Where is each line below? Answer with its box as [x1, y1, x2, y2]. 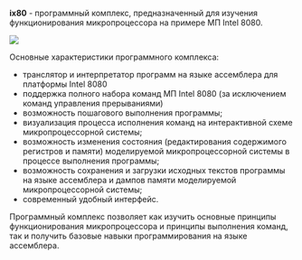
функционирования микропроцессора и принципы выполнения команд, [9, 221, 289, 231]
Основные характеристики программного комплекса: [9, 51, 220, 62]
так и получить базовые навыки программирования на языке [9, 230, 248, 241]
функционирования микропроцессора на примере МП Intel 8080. [9, 17, 263, 28]
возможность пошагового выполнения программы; [22, 107, 223, 118]
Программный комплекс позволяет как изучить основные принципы [9, 211, 277, 222]
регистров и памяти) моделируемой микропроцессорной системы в [22, 146, 290, 156]
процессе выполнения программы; [22, 155, 160, 166]
